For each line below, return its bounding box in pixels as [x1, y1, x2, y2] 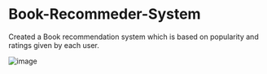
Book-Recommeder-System [8, 5, 201, 24]
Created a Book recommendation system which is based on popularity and [8, 32, 259, 41]
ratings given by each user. [8, 40, 99, 50]
